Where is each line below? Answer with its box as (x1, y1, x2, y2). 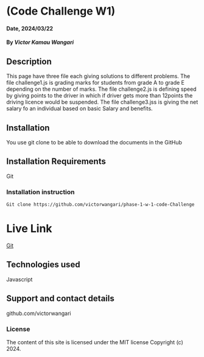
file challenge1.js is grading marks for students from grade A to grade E (6, 79, 185, 87)
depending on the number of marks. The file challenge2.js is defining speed (6, 85, 197, 93)
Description (6, 56, 52, 66)
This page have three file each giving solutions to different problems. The (6, 72, 191, 80)
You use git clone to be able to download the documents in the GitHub (6, 139, 183, 146)
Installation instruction (6, 188, 75, 196)
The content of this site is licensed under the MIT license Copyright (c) (6, 338, 184, 345)
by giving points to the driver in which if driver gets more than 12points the (6, 92, 193, 99)
